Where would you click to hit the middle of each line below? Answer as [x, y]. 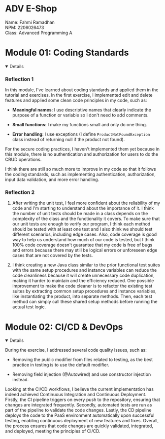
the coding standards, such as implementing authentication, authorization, [81, 174]
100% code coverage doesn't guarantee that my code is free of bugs [82, 245]
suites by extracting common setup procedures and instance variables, [84, 291]
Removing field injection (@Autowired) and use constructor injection [82, 374]
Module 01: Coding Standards [67, 53]
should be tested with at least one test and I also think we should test [82, 229]
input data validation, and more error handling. [52, 180]
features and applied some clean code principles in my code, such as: [76, 100]
